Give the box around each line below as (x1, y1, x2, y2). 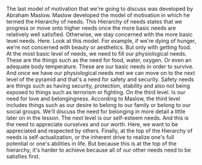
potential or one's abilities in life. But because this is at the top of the (6, 140, 177, 147)
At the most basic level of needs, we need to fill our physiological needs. (6, 50, 187, 57)
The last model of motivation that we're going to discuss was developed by (6, 5, 194, 12)
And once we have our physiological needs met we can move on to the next (6, 70, 195, 76)
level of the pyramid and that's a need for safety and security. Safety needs (6, 76, 195, 83)
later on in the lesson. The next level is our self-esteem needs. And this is (6, 114, 189, 121)
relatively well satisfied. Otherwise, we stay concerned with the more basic (6, 31, 193, 38)
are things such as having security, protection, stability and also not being (6, 82, 191, 89)
